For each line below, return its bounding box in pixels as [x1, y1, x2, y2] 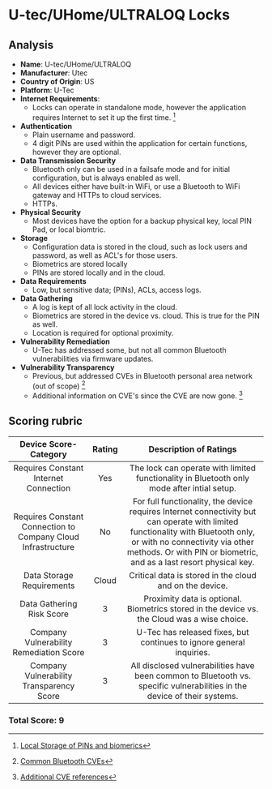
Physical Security [19, 207, 81, 217]
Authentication [19, 121, 73, 131]
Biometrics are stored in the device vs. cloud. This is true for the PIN [32, 311, 261, 320]
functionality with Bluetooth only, [130, 525, 256, 537]
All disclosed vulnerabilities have [130, 659, 255, 671]
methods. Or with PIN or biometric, [126, 546, 259, 557]
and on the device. [157, 580, 228, 591]
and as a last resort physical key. [130, 556, 255, 568]
